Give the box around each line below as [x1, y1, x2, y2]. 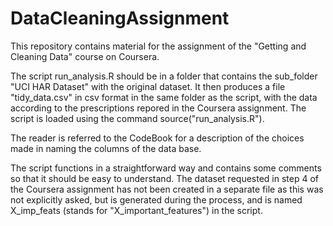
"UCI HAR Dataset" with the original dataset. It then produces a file [10, 80, 286, 92]
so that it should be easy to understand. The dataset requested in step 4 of [10, 172, 319, 184]
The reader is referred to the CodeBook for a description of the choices [10, 132, 305, 144]
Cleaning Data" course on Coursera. [10, 50, 160, 62]
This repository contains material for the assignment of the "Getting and [10, 40, 307, 52]
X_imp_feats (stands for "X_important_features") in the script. [10, 204, 263, 216]
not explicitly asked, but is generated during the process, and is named [10, 193, 303, 206]
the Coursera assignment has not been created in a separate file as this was [10, 183, 324, 195]
